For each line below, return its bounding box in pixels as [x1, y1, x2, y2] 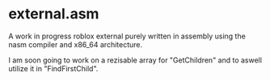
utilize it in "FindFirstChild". [8, 63, 99, 73]
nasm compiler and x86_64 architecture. [8, 39, 143, 49]
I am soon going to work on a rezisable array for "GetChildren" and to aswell [8, 55, 263, 65]
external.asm [8, 5, 99, 23]
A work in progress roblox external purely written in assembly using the [8, 31, 247, 41]
